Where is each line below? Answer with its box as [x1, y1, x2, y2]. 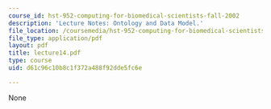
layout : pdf [8, 42, 48, 50]
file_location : [8, 26, 60, 34]
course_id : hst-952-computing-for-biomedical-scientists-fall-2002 [8, 11, 240, 20]
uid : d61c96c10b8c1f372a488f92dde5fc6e [8, 64, 143, 72]
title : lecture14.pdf [8, 49, 81, 57]
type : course [8, 57, 52, 65]
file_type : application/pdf [8, 34, 103, 42]
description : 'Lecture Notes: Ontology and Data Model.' [8, 19, 204, 27]
